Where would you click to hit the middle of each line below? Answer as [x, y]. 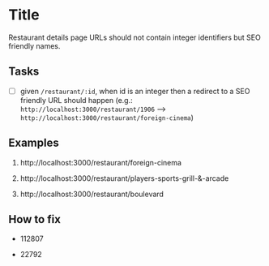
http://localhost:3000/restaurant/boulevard [92, 194]
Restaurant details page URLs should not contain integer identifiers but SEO [134, 37]
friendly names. [34, 45]
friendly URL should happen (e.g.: [77, 100]
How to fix [34, 219]
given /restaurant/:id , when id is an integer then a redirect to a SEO [135, 91]
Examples [34, 143]
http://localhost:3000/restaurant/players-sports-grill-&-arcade [124, 178]
